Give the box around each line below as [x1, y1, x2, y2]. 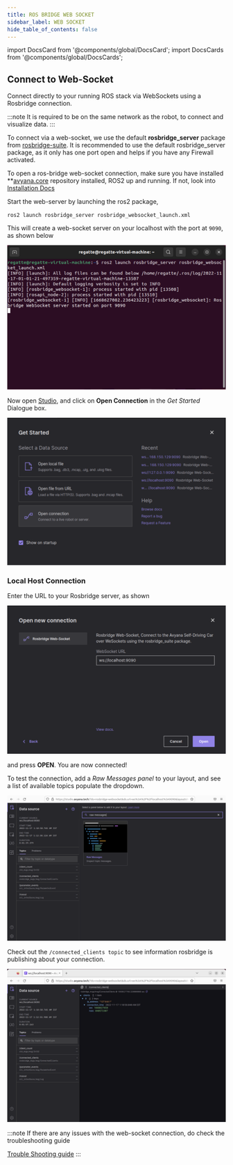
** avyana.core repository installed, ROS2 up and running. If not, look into [7, 177, 216, 185]
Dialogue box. [7, 404, 47, 412]
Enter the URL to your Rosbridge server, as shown [7, 592, 150, 600]
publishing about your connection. [7, 955, 105, 963]
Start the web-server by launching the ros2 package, [7, 198, 159, 206]
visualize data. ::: [7, 120, 55, 129]
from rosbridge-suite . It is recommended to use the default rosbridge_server [7, 141, 225, 150]
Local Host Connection [7, 576, 86, 586]
